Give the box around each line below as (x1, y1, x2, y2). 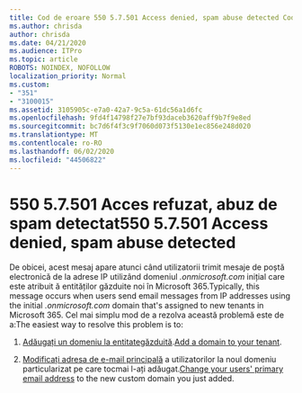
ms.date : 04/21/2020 (9, 38, 87, 48)
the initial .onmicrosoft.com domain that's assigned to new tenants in (9, 300, 264, 311)
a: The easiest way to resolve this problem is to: (9, 319, 184, 330)
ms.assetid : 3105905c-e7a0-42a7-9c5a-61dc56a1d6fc (9, 105, 203, 114)
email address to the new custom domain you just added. (22, 373, 235, 384)
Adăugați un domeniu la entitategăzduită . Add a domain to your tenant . (22, 336, 282, 347)
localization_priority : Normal (9, 72, 127, 81)
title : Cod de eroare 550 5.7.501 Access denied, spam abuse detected (9, 13, 280, 22)
